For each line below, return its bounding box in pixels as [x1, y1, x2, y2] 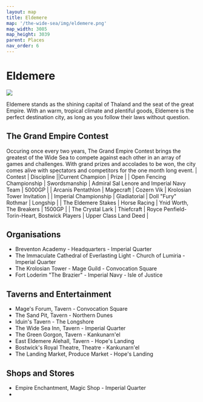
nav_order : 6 [6, 43, 39, 49]
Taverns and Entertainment [6, 289, 111, 299]
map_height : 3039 [6, 32, 50, 38]
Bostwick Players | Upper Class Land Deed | [38, 212, 148, 219]
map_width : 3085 [6, 26, 47, 32]
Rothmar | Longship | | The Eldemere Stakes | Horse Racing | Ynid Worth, [6, 199, 189, 206]
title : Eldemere [6, 15, 47, 21]
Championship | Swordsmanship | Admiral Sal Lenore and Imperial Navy [6, 179, 186, 187]
